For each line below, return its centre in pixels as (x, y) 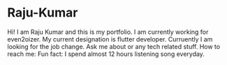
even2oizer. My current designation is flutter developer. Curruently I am (110, 39)
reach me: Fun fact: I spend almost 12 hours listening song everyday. (106, 54)
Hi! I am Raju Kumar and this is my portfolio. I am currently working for (108, 32)
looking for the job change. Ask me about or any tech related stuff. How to (114, 46)
